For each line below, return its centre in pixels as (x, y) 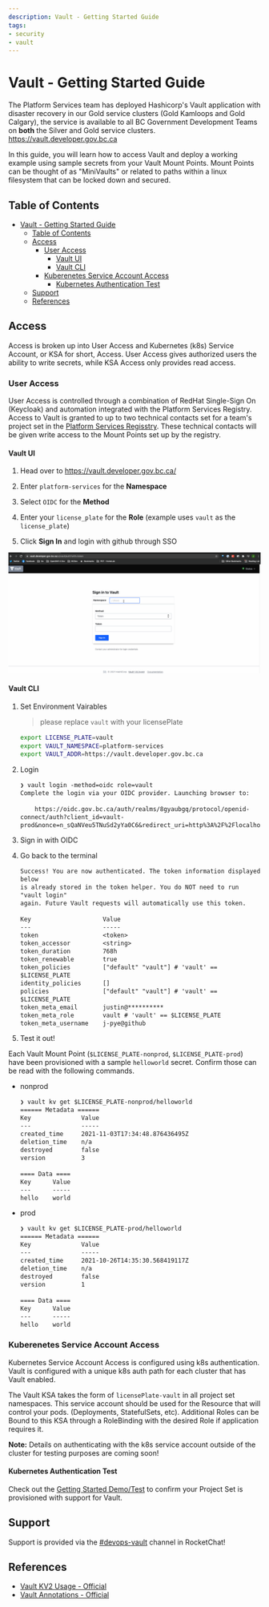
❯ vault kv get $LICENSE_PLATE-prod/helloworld (100, 1229)
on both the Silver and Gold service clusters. (82, 131)
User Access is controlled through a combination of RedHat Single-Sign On (132, 401)
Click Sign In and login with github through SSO (98, 541)
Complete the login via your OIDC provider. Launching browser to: (134, 793)
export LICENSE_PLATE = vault (66, 737)
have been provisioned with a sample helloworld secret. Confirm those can (132, 1063)
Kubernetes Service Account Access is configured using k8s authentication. (134, 1362)
